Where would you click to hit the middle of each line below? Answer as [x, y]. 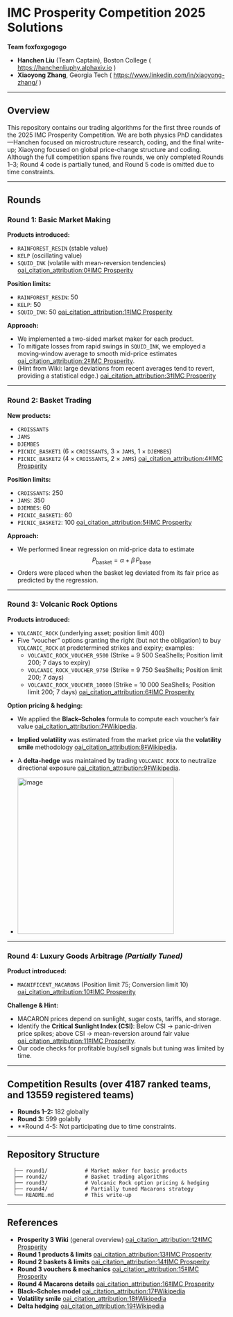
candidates [207, 135]
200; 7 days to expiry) [59, 662]
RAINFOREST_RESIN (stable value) [62, 249]
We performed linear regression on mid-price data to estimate [106, 549]
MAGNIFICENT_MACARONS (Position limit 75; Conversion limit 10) [103, 984]
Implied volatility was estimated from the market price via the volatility [119, 739]
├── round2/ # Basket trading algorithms [91, 1177]
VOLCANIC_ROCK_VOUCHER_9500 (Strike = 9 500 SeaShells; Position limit [125, 655]
